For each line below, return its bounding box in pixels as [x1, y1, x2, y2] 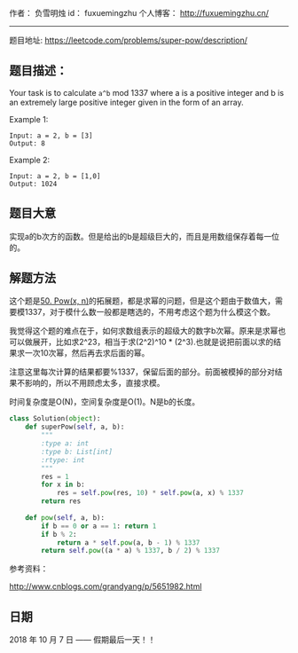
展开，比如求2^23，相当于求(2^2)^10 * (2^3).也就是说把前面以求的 [32, 336, 274, 348]
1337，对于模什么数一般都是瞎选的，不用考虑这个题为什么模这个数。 [24, 307, 275, 318]
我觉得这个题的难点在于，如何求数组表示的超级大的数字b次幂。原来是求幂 [9, 326, 278, 336]
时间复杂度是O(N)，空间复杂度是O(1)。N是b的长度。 [9, 397, 200, 407]
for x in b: [41, 480, 86, 490]
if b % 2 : [41, 530, 77, 539]
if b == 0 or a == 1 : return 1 [41, 522, 157, 531]
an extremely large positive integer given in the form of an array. [9, 97, 244, 107]
